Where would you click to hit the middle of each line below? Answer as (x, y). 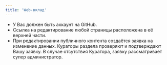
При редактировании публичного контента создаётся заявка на (83, 41)
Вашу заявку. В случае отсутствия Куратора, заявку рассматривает (87, 51)
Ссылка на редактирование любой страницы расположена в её (83, 30)
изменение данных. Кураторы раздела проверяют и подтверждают (87, 46)
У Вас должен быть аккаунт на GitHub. (55, 24)
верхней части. (29, 35)
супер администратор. (38, 57)
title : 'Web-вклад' (26, 10)
